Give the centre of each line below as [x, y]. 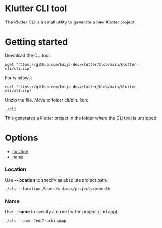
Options [21, 138]
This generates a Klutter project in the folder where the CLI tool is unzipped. [81, 118]
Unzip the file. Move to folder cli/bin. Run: [47, 100]
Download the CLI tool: [28, 55]
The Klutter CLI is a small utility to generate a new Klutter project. [70, 22]
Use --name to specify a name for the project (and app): [62, 212]
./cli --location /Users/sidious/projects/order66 [58, 189]
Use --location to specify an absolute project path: [56, 180]
